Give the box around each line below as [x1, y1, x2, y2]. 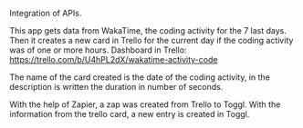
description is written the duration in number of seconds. [9, 82, 224, 92]
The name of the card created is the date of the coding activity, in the [9, 72, 271, 83]
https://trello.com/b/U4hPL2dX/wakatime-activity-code [9, 54, 218, 64]
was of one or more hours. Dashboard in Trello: [9, 44, 187, 55]
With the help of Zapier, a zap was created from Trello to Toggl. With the [9, 99, 281, 110]
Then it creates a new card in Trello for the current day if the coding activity [9, 35, 294, 45]
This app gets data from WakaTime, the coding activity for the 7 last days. [9, 25, 287, 35]
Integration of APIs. [9, 8, 82, 18]
